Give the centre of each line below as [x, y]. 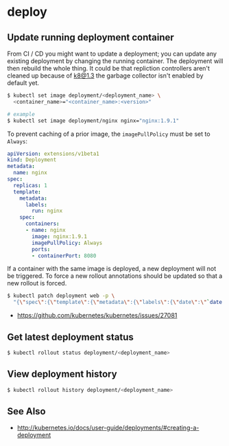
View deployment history [62, 374]
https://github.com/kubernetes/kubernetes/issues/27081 [97, 316]
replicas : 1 [31, 185]
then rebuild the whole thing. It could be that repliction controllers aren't [109, 68]
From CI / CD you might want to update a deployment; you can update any [112, 54]
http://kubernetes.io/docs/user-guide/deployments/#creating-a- [108, 428]
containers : [42, 224]
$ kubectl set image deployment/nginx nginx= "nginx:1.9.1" [93, 121]
